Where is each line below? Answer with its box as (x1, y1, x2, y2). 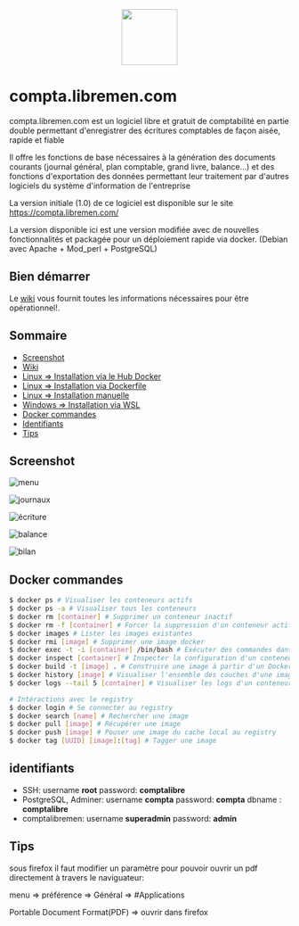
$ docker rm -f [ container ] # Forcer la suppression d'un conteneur (9, 620, 269, 630)
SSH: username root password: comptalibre (21, 784, 185, 795)
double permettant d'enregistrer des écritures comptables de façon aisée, (9, 125, 281, 136)
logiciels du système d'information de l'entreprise (9, 180, 191, 191)
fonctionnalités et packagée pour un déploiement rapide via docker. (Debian (9, 234, 288, 244)
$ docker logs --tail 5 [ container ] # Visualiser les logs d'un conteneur (9, 678, 293, 688)
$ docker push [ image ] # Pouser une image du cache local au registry (9, 728, 277, 737)
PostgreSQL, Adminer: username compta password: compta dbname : (21, 794, 282, 805)
